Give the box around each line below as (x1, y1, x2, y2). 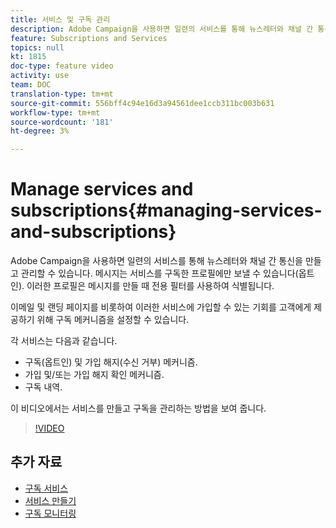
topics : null (10, 42, 65, 53)
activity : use (10, 71, 70, 81)
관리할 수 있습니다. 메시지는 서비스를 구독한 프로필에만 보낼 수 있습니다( (20, 267, 299, 280)
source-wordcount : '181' (10, 117, 114, 127)
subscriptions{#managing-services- (10, 199, 323, 222)
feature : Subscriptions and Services (10, 33, 168, 43)
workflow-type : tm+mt (10, 107, 101, 118)
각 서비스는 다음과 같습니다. (10, 335, 118, 347)
